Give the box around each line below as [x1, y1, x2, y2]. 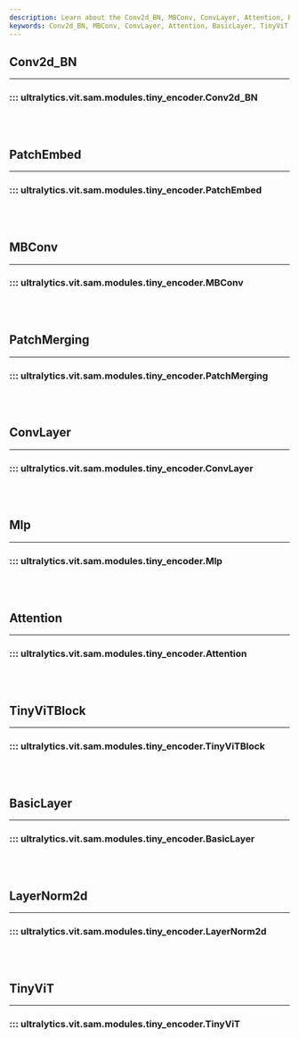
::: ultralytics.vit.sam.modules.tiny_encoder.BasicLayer [9, 833, 255, 845]
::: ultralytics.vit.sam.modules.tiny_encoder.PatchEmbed [9, 184, 263, 196]
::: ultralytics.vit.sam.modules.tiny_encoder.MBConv [9, 277, 244, 289]
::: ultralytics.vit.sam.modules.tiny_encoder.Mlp [9, 554, 222, 567]
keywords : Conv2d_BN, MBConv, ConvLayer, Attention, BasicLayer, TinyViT [9, 21, 289, 30]
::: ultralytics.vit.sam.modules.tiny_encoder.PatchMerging [9, 370, 269, 382]
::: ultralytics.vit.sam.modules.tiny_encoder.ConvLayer [9, 461, 254, 474]
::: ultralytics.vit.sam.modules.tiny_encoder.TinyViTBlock [9, 740, 265, 752]
